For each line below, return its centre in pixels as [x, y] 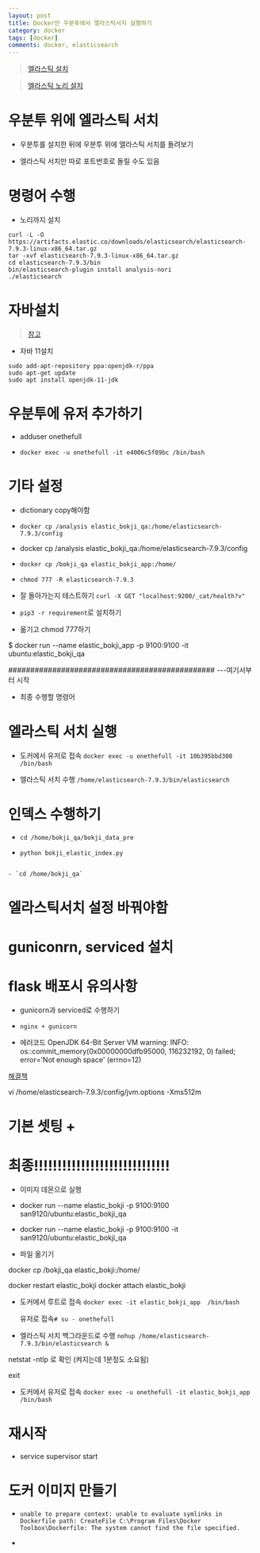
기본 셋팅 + [42, 1127]
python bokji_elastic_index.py [71, 853]
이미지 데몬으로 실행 [50, 1190]
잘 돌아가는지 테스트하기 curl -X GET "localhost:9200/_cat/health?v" [132, 595]
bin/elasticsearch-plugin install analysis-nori [90, 270]
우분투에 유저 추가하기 [75, 414]
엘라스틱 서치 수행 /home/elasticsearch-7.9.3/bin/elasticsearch [124, 779]
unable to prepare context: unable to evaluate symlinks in [121, 1514]
